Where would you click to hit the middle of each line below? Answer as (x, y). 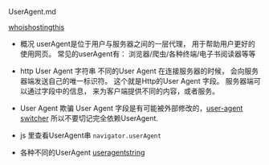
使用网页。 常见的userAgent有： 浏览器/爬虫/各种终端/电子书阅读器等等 (138, 54)
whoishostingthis (37, 27)
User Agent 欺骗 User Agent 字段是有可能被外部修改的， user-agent (131, 108)
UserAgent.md (32, 12)
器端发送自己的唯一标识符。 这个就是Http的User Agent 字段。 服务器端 (137, 81)
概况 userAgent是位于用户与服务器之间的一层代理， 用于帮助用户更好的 (137, 44)
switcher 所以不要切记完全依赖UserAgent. (89, 118)
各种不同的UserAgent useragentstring (82, 153)
